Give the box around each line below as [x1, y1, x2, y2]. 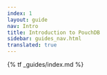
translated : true [7, 42, 57, 48]
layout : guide [7, 16, 48, 23]
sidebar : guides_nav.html [7, 35, 81, 42]
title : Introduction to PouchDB [7, 29, 100, 36]
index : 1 [7, 10, 32, 17]
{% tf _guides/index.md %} [7, 61, 84, 68]
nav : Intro [7, 22, 39, 29]
